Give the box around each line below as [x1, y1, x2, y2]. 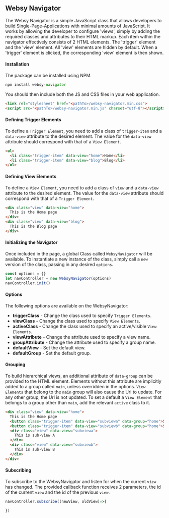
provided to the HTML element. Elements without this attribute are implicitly [5, 378, 162, 384]
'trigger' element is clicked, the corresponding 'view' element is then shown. [5, 49, 164, 56]
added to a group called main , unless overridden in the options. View [5, 384, 146, 390]
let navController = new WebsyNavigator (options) [5, 276, 112, 281]
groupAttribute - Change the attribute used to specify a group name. [12, 339, 156, 345]
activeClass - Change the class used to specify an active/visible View [12, 323, 157, 329]
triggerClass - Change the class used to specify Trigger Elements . [12, 313, 152, 319]
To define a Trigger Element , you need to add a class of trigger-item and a [5, 128, 162, 134]
